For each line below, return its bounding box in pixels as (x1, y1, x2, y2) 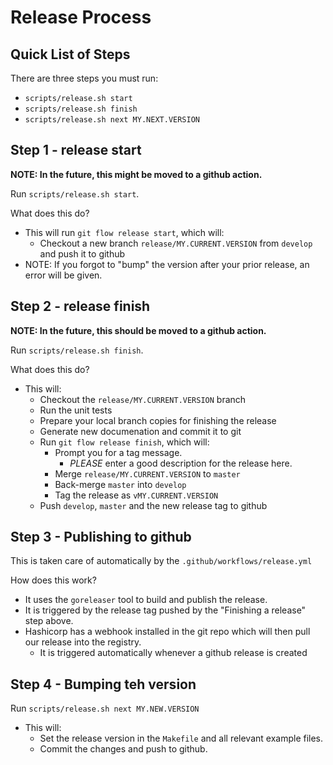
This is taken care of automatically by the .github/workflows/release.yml (10, 555, 313, 567)
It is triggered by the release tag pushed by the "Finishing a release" (24, 604, 307, 616)
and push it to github (39, 247, 126, 260)
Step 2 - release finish (10, 298, 151, 315)
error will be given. (24, 269, 103, 281)
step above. (24, 615, 74, 627)
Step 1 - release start (10, 142, 142, 159)
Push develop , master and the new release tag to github (39, 499, 268, 511)
